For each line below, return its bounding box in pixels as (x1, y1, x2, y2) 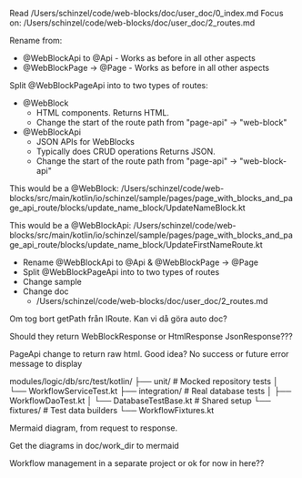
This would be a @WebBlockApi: (9, 220, 132, 230)
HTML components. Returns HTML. (35, 107, 170, 117)
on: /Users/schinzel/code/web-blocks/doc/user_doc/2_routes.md (9, 17, 256, 28)
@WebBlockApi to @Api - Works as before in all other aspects (22, 53, 257, 63)
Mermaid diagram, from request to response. (9, 422, 178, 433)
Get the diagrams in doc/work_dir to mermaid (9, 441, 179, 451)
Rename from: (9, 36, 63, 46)
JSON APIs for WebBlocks (35, 137, 135, 147)
